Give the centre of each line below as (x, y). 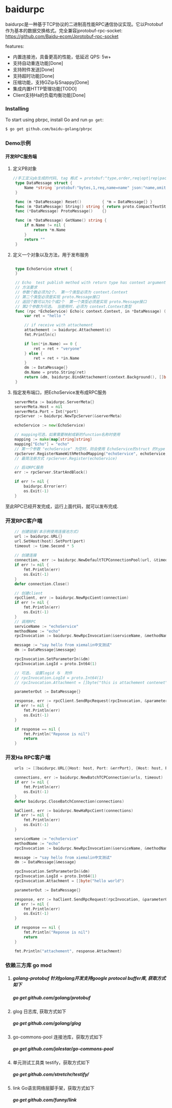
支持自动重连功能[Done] (38, 63)
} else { (33, 353)
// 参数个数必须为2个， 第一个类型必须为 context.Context (71, 292)
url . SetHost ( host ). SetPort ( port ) (50, 541)
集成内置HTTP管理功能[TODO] (45, 88)
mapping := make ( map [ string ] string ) (54, 440)
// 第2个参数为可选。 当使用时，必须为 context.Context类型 (73, 307)
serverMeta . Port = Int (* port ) (47, 411)
